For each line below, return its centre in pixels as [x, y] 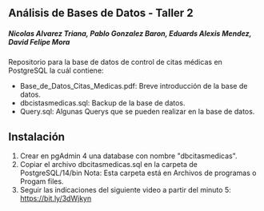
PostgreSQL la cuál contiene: [56, 70]
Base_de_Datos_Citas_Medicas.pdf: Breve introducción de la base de [134, 86]
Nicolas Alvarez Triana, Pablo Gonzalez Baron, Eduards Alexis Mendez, [130, 33]
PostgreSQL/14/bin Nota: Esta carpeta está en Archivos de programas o [138, 173]
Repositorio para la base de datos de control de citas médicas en [115, 62]
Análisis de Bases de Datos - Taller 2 [101, 13]
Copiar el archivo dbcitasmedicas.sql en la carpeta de [108, 165]
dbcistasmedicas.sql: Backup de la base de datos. [102, 103]
